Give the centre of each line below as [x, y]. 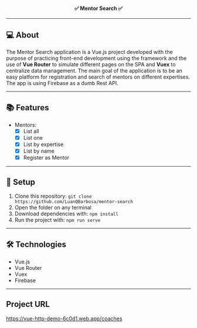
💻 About [23, 35]
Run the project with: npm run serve [57, 219]
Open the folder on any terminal [53, 207]
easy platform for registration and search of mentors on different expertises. [98, 77]
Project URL [28, 304]
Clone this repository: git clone [53, 196]
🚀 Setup [21, 182]
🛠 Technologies [36, 244]
